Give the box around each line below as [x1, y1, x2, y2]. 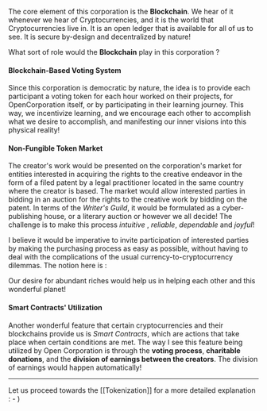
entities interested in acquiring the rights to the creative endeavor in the [8, 170, 242, 179]
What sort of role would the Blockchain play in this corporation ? [8, 48, 220, 56]
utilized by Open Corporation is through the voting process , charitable [8, 345, 241, 355]
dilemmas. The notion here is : [8, 261, 107, 271]
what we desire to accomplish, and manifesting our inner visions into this [8, 117, 247, 126]
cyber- [222, 203, 245, 213]
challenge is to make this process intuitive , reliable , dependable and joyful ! [8, 220, 255, 229]
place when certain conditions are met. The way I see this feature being [8, 337, 243, 347]
